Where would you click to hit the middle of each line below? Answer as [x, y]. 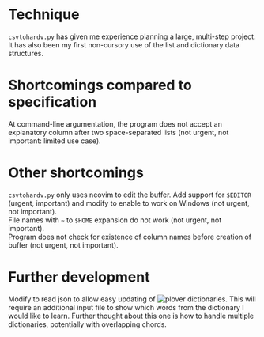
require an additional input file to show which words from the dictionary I [126, 307]
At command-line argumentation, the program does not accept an [115, 123]
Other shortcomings [76, 173]
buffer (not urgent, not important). [63, 245]
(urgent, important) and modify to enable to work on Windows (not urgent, [129, 203]
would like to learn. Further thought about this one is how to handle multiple [131, 316]
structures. [26, 53]
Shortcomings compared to [100, 85]
